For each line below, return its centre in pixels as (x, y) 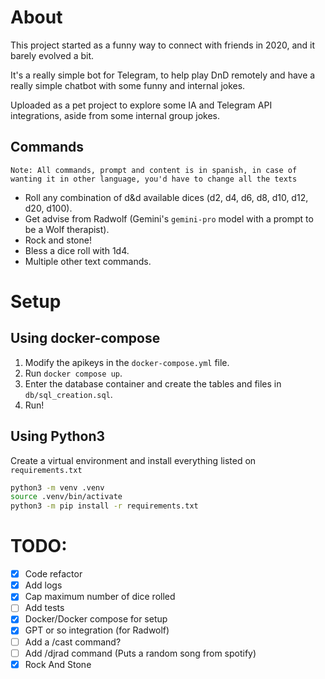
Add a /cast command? (73, 642)
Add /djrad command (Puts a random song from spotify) (140, 653)
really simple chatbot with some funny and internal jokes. (128, 85)
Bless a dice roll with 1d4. (77, 250)
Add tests (44, 608)
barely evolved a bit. (52, 55)
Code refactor (53, 574)
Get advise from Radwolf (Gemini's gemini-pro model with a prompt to (169, 218)
